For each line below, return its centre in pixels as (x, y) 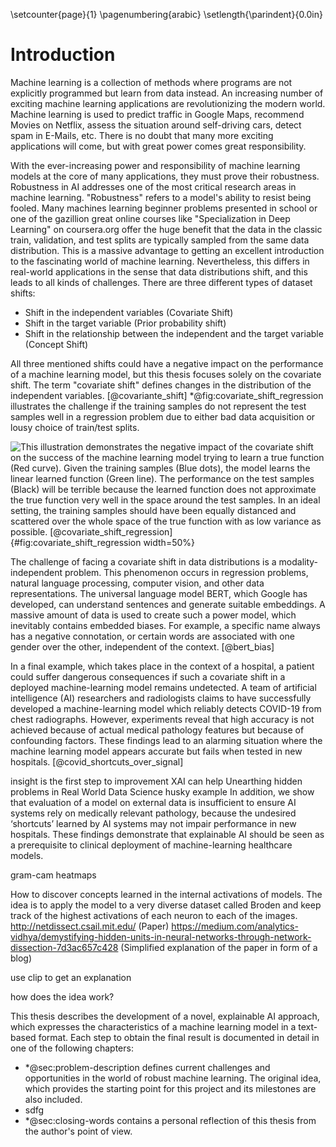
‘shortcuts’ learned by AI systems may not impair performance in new (153, 823)
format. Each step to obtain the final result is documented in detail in (179, 1037)
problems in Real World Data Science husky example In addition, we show (162, 791)
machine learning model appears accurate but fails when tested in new (156, 751)
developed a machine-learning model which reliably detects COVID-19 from (166, 708)
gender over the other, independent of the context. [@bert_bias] (142, 646)
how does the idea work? (62, 996)
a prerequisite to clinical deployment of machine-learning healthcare (151, 845)
